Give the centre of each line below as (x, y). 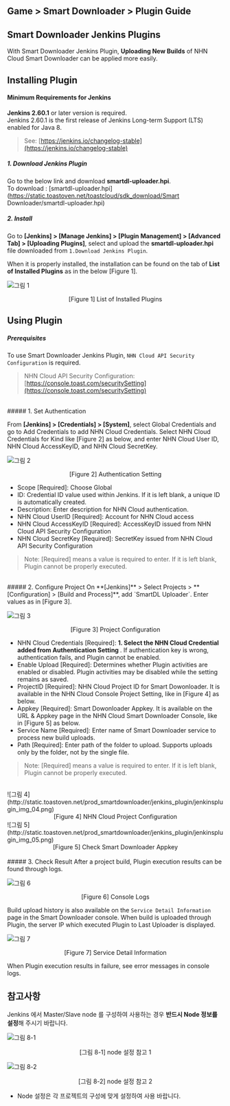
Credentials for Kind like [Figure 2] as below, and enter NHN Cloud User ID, (113, 439)
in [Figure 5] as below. (48, 723)
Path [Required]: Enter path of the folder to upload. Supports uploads (115, 745)
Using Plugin (35, 321)
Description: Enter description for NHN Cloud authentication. (103, 509)
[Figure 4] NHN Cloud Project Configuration (115, 817)
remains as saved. (43, 680)
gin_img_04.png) (31, 809)
